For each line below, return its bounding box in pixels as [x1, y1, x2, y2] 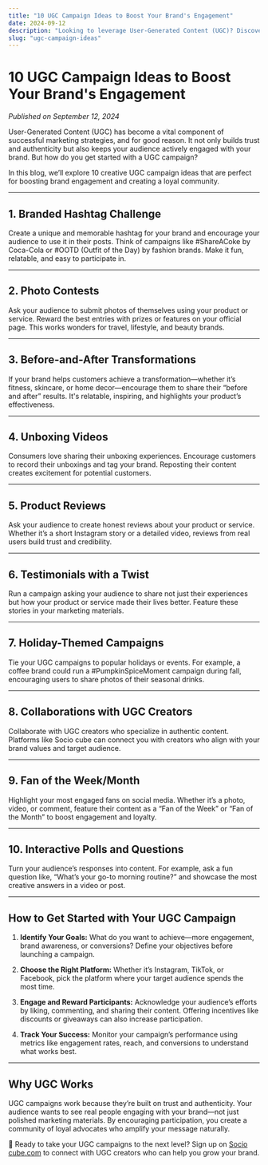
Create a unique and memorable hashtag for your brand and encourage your [8, 228, 260, 238]
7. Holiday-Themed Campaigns [8, 636, 164, 650]
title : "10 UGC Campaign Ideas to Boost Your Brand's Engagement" [8, 11, 234, 20]
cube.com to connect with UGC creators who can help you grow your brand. [8, 1147, 260, 1157]
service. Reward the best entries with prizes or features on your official [8, 314, 242, 323]
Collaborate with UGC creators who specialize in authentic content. [8, 726, 230, 736]
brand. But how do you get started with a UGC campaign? [8, 152, 198, 162]
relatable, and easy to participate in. [8, 254, 127, 263]
